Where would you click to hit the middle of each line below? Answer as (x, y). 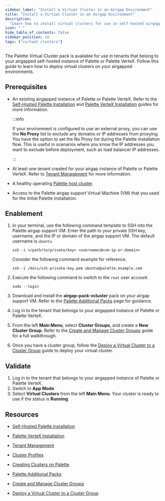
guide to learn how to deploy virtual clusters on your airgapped (69, 66)
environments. (20, 72)
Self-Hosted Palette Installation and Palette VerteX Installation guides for (85, 104)
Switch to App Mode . (34, 389)
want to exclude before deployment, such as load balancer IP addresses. (86, 149)
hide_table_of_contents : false (37, 33)
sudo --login (26, 286)
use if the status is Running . (41, 399)
